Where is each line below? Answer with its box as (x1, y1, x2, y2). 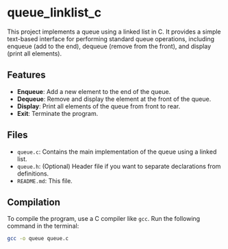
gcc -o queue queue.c (7, 235, 69, 242)
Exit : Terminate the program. (16, 109, 99, 117)
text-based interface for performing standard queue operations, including (7, 34, 214, 43)
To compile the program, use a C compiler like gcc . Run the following (7, 215, 201, 223)
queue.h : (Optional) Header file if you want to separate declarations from (16, 162, 221, 170)
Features (7, 69, 46, 81)
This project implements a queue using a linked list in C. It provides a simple (7, 27, 221, 36)
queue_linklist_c (7, 5, 101, 21)
